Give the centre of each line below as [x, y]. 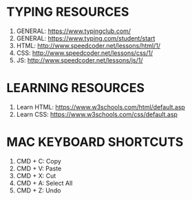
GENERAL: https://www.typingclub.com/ [74, 31]
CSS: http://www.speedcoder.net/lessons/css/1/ [84, 53]
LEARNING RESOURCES [76, 88]
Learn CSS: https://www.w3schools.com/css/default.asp [97, 114]
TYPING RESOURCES [68, 12]
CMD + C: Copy [39, 161]
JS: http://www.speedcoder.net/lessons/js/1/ [79, 60]
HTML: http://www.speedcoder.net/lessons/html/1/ [88, 45]
